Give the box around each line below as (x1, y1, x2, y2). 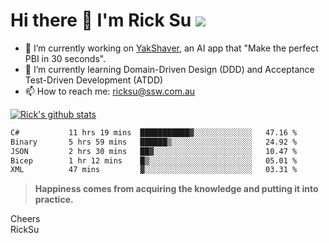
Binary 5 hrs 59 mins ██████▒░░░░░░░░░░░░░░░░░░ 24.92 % (10, 137, 298, 147)
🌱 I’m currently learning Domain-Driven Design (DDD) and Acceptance (24, 63, 315, 75)
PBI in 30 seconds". (24, 52, 107, 64)
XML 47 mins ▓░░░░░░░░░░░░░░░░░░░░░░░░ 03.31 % (10, 165, 298, 175)
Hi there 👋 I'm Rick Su (10, 9, 192, 32)
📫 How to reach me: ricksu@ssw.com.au (24, 85, 196, 97)
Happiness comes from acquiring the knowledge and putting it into (34, 183, 319, 195)
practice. (34, 194, 74, 206)
